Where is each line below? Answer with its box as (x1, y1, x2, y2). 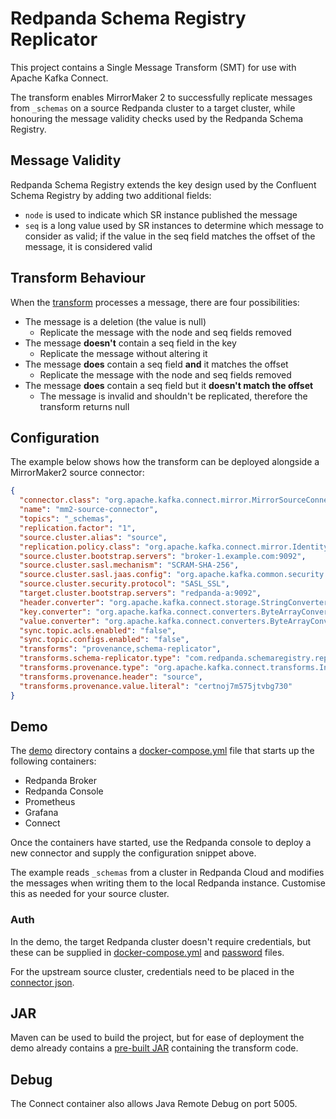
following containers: (10, 755, 97, 767)
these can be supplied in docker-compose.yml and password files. (10, 946, 285, 958)
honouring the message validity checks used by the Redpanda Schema (10, 112, 304, 124)
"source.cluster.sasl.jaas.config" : (19, 570, 172, 580)
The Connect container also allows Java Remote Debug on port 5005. (10, 1098, 298, 1110)
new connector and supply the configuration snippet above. (10, 847, 257, 859)
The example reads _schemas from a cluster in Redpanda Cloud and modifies (10, 867, 325, 879)
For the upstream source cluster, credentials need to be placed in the (10, 965, 295, 977)
